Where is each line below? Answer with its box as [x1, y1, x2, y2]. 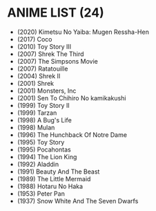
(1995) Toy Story [17, 138, 65, 146]
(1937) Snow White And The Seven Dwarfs [17, 196, 139, 205]
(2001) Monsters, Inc [17, 86, 77, 95]
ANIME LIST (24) [7, 5, 105, 21]
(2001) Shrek [17, 79, 54, 87]
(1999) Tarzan [17, 109, 57, 117]
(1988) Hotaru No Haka [17, 182, 84, 190]
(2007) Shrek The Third [17, 50, 84, 58]
